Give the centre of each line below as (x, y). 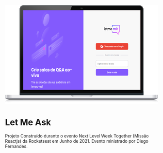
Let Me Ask (28, 123)
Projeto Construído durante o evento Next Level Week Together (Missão (77, 136)
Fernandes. (16, 146)
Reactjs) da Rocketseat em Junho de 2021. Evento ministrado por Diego (77, 141)
